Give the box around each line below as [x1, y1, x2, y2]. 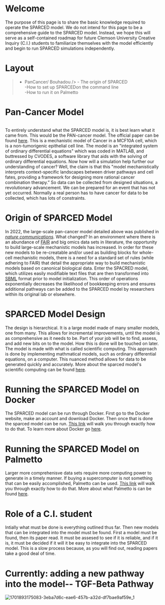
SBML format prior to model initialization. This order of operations [5, 275, 138, 281]
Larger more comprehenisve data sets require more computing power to [5, 470, 152, 476]
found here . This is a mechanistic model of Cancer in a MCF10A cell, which [5, 137, 157, 143]
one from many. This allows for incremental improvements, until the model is [5, 330, 160, 336]
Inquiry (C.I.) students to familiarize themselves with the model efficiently [5, 40, 154, 46]
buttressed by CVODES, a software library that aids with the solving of [5, 153, 148, 159]
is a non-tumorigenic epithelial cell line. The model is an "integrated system [5, 143, 158, 149]
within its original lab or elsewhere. [5, 291, 76, 297]
